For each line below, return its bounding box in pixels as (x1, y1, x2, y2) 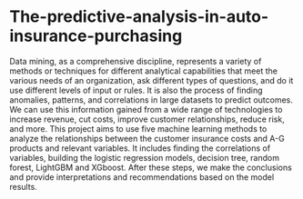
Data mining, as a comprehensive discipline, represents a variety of (9, 55, 262, 66)
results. (9, 181, 38, 192)
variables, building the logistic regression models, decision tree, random (9, 152, 280, 163)
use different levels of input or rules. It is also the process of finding (9, 85, 263, 95)
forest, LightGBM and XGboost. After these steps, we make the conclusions (9, 162, 293, 173)
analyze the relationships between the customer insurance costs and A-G (9, 133, 285, 144)
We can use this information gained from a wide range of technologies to (9, 104, 283, 114)
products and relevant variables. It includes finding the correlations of (9, 143, 271, 154)
